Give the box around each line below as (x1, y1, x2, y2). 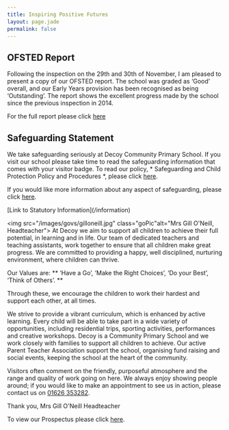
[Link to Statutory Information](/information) (7, 206, 131, 214)
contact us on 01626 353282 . (7, 389, 90, 396)
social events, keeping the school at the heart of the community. (7, 353, 188, 362)
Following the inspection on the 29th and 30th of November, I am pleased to (7, 70, 221, 78)
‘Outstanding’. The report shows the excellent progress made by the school (7, 92, 219, 100)
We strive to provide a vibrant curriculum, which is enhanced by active (7, 310, 206, 318)
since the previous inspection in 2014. (7, 99, 114, 107)
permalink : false (7, 25, 57, 32)
